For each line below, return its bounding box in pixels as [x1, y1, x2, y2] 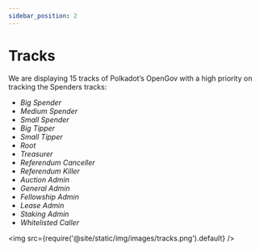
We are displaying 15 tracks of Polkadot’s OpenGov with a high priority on [8, 73, 253, 83]
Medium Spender [19, 106, 78, 115]
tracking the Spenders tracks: [8, 82, 107, 91]
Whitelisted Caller [19, 217, 79, 227]
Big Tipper [19, 123, 55, 133]
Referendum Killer [19, 166, 81, 176]
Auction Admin [19, 174, 70, 184]
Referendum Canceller [19, 157, 95, 167]
